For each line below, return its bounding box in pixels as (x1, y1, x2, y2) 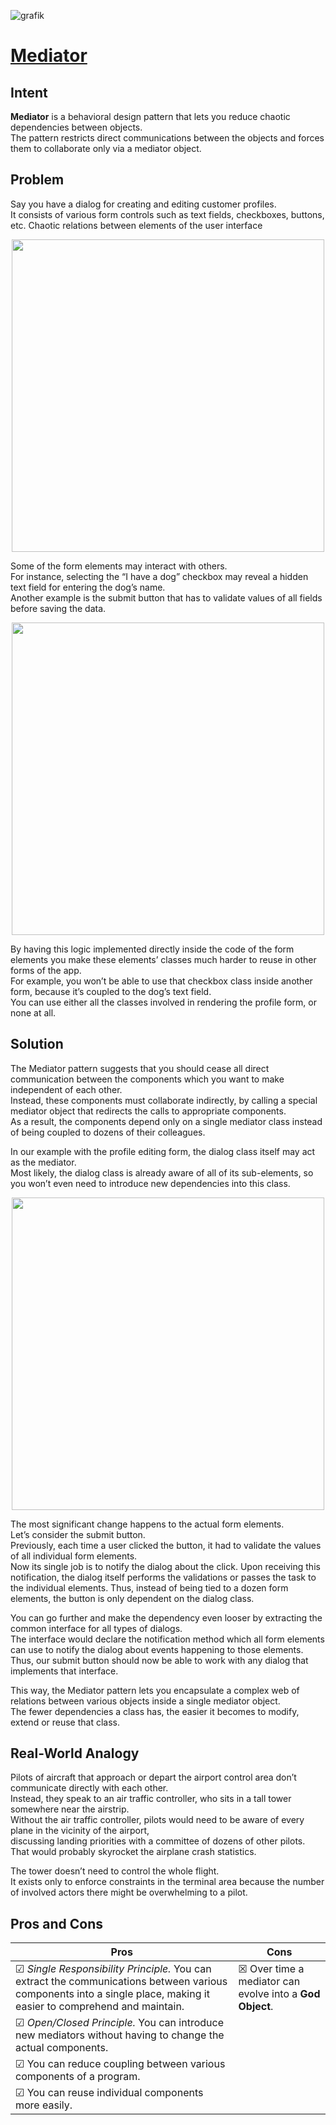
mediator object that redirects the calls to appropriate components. (10, 1105, 287, 1117)
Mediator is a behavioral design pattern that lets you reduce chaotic (10, 111, 291, 122)
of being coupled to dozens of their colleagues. (10, 1126, 206, 1138)
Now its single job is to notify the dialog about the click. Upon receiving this (10, 1560, 321, 1572)
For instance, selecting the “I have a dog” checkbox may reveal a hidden (10, 570, 309, 582)
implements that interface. (10, 1665, 119, 1677)
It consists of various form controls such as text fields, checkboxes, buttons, (10, 208, 325, 220)
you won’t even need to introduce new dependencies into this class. (10, 1177, 291, 1189)
